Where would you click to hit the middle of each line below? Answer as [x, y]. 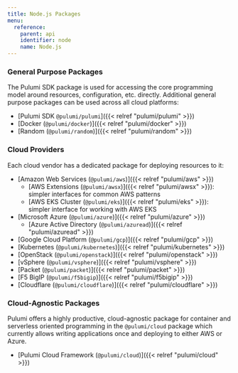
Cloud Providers [36, 150]
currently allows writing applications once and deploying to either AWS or [115, 333]
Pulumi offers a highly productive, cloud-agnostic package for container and [119, 318]
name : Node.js [41, 47]
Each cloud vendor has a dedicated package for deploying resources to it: [115, 165]
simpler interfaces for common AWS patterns [94, 194]
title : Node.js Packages [44, 14]
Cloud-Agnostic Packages [54, 303]
